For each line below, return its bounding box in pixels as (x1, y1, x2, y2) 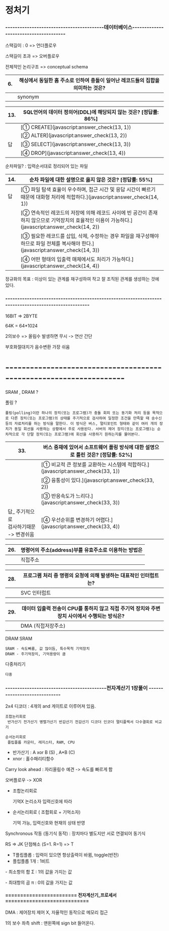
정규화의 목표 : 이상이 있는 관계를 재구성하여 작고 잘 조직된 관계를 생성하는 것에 (5, 276, 159, 282)
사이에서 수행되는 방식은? (67, 612, 125, 619)
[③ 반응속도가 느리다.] (41, 492, 94, 499)
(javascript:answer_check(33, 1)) (41, 467, 120, 474)
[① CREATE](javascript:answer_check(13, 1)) (20, 124, 131, 131)
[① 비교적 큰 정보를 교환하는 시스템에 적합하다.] (41, 461, 150, 468)
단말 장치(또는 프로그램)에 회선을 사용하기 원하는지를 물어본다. (27, 432, 140, 437)
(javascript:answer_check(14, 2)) (20, 223, 100, 230)
